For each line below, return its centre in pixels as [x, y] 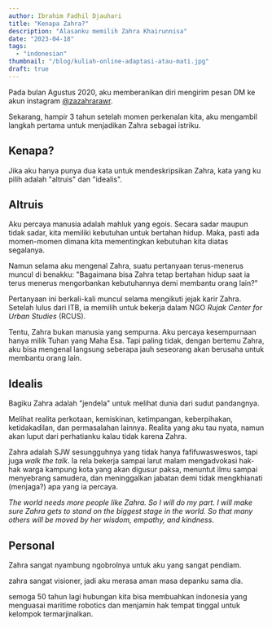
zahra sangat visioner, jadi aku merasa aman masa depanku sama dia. [126, 581]
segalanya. [27, 250]
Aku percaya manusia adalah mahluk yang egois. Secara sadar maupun [128, 224]
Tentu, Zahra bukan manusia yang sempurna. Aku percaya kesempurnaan [132, 332]
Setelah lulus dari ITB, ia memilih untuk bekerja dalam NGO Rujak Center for [136, 308]
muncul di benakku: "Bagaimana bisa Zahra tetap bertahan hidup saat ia [129, 274]
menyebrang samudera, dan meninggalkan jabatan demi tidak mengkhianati [136, 478]
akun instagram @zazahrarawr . [61, 101]
